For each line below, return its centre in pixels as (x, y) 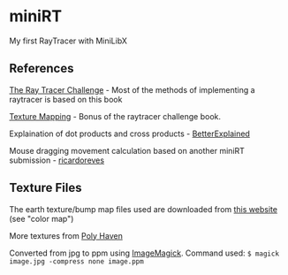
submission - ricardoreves (57, 160)
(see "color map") (42, 218)
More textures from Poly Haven (66, 235)
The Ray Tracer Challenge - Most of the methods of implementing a (132, 89)
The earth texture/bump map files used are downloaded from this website (144, 209)
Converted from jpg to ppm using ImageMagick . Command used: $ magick (144, 253)
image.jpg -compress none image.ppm (76, 261)
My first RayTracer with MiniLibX (68, 41)
